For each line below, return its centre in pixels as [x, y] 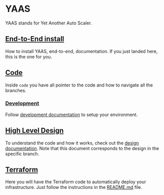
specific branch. [22, 154]
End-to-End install [35, 39]
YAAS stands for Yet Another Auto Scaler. [49, 23]
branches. [16, 90]
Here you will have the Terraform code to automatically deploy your [76, 182]
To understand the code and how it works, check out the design [72, 143]
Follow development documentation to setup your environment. [72, 115]
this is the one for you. [29, 57]
